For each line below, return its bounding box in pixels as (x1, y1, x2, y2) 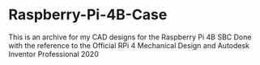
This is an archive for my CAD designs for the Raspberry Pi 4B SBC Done (8, 32, 252, 42)
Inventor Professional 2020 (8, 49, 99, 59)
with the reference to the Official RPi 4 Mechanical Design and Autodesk (8, 40, 249, 50)
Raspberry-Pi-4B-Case (8, 6, 168, 24)
